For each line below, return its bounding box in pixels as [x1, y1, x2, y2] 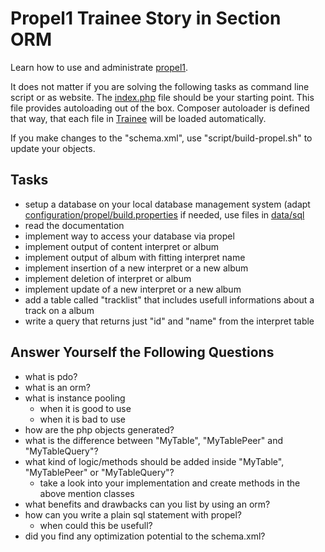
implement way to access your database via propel [24, 230, 235, 242]
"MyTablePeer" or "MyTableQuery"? [24, 466, 175, 478]
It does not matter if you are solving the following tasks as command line [10, 80, 310, 92]
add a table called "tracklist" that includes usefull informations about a [24, 293, 315, 306]
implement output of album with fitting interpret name [24, 251, 246, 263]
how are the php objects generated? [24, 423, 175, 436]
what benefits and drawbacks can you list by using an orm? [24, 498, 271, 510]
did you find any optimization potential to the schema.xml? [24, 530, 266, 542]
